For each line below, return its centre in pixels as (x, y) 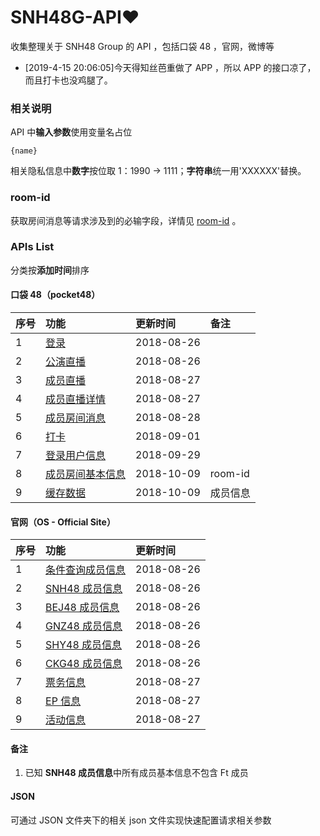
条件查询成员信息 (86, 570)
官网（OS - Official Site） (63, 522)
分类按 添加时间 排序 (50, 270)
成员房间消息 (76, 418)
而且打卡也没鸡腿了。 (68, 80)
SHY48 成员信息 (84, 645)
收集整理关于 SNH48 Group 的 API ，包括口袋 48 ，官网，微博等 (142, 46)
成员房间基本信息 (86, 474)
